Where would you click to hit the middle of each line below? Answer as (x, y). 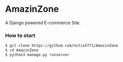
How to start (20, 35)
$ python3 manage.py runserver (37, 55)
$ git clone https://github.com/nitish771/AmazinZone (62, 46)
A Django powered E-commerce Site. (43, 23)
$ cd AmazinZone (22, 50)
